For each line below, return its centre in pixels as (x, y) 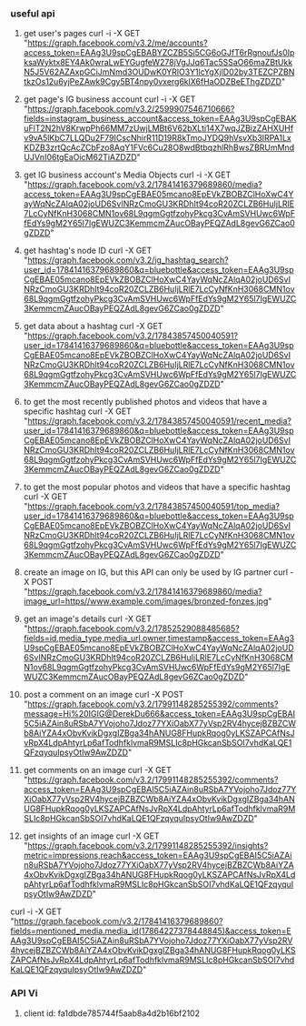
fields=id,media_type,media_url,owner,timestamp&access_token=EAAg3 (158, 639)
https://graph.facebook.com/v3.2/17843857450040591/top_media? (154, 507)
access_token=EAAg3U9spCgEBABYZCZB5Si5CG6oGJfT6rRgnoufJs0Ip (159, 53)
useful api (33, 14)
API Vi (24, 993)
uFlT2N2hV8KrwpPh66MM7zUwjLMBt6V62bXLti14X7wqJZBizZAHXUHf (158, 128)
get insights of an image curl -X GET (91, 836)
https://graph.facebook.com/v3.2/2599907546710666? (131, 109)
